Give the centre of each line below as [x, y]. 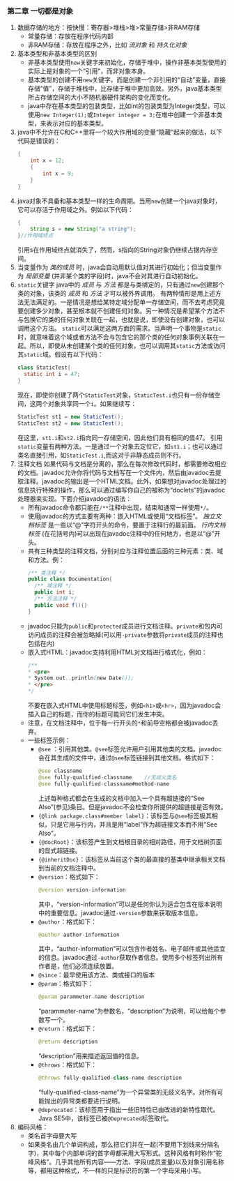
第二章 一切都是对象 [40, 10]
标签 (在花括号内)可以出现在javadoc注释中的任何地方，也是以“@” [121, 533]
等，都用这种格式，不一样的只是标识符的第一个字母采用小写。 [116, 1171]
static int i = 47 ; [52, 375]
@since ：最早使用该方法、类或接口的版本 [96, 975]
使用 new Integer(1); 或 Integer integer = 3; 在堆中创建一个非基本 [122, 115]
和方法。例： [46, 559]
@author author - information [79, 935]
